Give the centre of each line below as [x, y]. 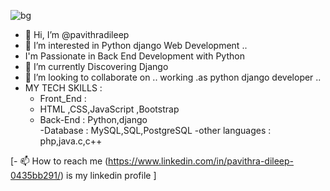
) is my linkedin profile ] [108, 175]
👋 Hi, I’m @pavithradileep [77, 34]
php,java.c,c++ [71, 141]
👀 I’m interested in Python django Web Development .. [136, 45]
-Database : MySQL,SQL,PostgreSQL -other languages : [155, 130]
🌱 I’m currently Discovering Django [96, 66]
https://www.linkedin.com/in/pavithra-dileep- [201, 161]
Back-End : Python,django [93, 119]
